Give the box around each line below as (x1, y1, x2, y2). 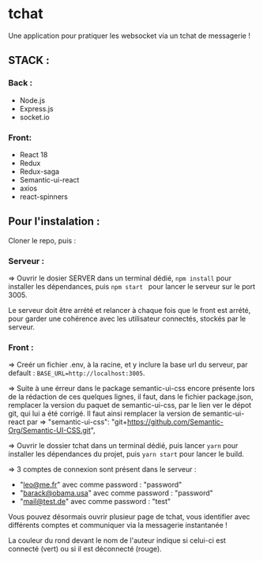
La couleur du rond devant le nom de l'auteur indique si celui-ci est (8, 536, 227, 545)
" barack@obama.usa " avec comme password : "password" (19, 488, 213, 498)
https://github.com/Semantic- (126, 417, 224, 427)
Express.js (19, 104, 54, 113)
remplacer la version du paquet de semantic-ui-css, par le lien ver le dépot (8, 401, 252, 410)
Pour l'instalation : (8, 215, 100, 228)
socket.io (19, 112, 50, 122)
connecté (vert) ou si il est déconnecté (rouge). (8, 544, 162, 554)
